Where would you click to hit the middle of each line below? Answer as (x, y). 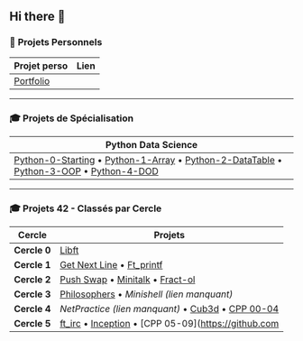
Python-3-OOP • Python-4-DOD (87, 170)
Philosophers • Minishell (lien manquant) (147, 294)
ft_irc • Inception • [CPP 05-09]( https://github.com (170, 324)
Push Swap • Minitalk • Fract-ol (128, 280)
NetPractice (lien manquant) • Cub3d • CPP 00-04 (170, 309)
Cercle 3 (32, 294)
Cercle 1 (32, 265)
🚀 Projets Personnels (56, 42)
